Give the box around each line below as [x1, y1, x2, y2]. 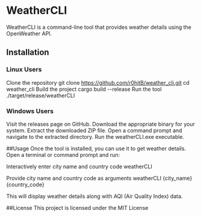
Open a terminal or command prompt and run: [6, 151, 120, 158]
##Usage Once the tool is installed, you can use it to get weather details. [6, 145, 187, 152]
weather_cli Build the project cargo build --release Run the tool [6, 85, 162, 93]
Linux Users [6, 66, 42, 74]
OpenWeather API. [6, 29, 52, 37]
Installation [6, 47, 49, 58]
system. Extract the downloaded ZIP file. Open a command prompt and [6, 127, 182, 134]
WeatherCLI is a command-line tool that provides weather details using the [6, 23, 191, 31]
